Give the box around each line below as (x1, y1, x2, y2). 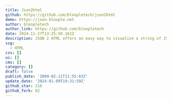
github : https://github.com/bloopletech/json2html (5, 12, 116, 17)
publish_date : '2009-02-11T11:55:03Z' (5, 74, 88, 79)
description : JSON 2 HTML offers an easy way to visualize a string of (5, 36, 161, 41)
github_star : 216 (5, 83, 42, 88)
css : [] (5, 50, 22, 55)
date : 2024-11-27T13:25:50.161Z (5, 31, 74, 36)
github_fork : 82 (5, 88, 40, 93)
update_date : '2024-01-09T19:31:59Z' (5, 79, 86, 84)
